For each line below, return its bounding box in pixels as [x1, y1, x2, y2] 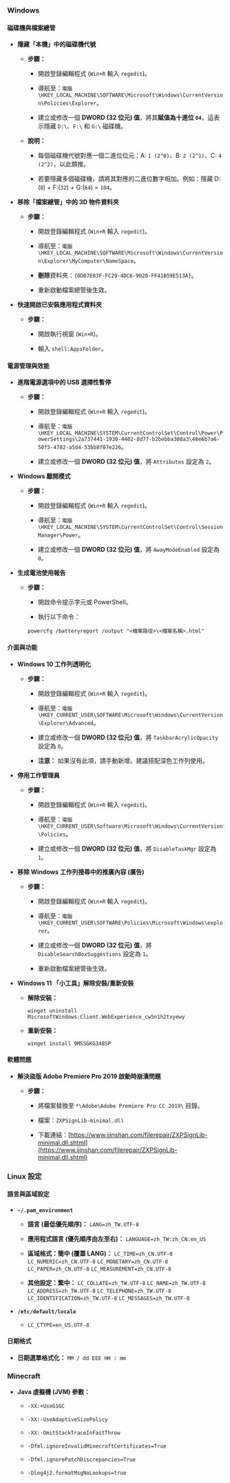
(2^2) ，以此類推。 [37, 160, 90, 168]
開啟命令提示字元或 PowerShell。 [37, 598, 132, 606]
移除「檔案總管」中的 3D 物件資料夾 [17, 198, 119, 206]
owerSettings [37, 436, 76, 443]
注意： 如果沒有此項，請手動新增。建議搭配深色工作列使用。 [37, 756, 209, 764]
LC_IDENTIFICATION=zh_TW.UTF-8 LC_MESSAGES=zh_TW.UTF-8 [27, 1295, 190, 1302]
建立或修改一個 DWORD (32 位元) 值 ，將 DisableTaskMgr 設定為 [37, 844, 217, 853]
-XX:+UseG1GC [27, 1403, 65, 1410]
